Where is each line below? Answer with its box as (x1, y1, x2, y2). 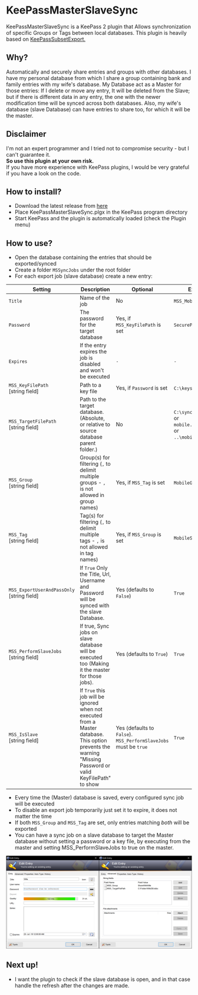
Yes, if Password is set (115, 384, 168, 392)
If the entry (79, 342, 107, 349)
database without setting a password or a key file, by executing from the (14, 837, 190, 845)
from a (79, 718, 96, 725)
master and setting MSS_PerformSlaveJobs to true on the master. (14, 844, 174, 851)
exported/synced (14, 260, 57, 267)
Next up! (6, 960, 38, 970)
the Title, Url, (79, 571, 111, 578)
